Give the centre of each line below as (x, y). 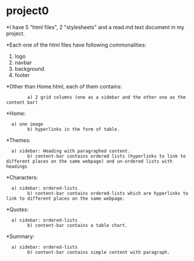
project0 (27, 11)
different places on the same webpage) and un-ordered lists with (89, 161)
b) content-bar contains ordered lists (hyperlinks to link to (106, 156)
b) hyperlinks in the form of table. (73, 129)
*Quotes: (17, 209)
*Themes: (18, 140)
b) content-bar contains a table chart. (78, 225)
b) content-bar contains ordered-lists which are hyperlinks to (108, 193)
